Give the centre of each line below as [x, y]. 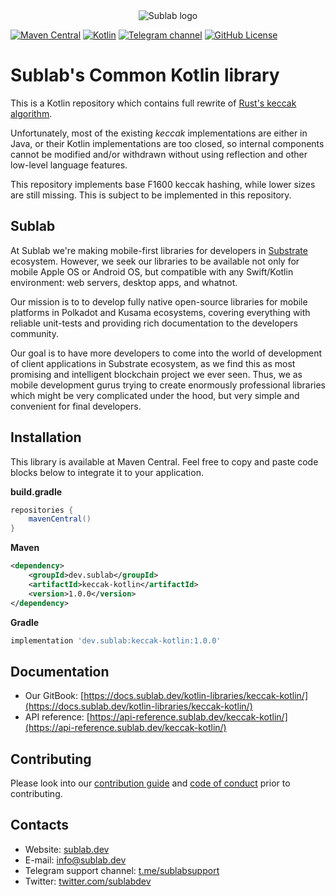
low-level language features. [69, 165]
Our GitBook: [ [54, 696]
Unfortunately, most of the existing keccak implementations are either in [159, 133]
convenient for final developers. [76, 406]
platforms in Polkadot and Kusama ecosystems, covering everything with [160, 312]
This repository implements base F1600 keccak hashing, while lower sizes [163, 184]
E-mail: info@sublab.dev [75, 860]
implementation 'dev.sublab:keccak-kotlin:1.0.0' [116, 640]
